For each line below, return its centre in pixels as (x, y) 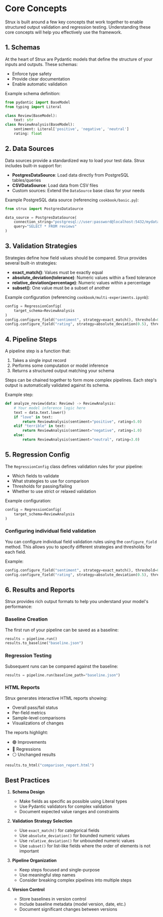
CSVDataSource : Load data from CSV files (55, 185)
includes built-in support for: (33, 165)
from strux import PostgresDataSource (44, 209)
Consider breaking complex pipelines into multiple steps (75, 880)
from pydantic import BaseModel (38, 102)
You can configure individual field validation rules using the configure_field (81, 541)
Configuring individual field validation (50, 531)
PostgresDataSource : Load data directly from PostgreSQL (71, 175)
